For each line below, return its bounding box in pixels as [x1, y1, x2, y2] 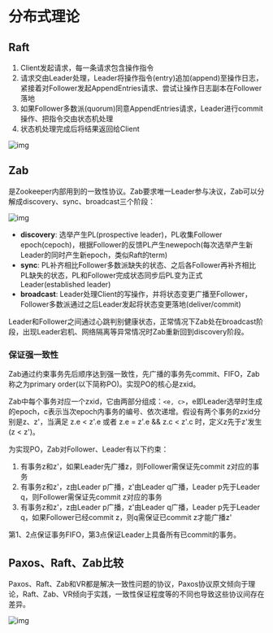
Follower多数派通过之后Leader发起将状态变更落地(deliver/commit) [19, 299, 241, 309]
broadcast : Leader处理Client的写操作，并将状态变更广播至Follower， [19, 289, 252, 299]
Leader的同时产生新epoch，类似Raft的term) [19, 250, 168, 260]
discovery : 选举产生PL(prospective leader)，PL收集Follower [19, 229, 223, 239]
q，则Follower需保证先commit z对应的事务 [19, 492, 162, 502]
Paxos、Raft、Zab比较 [8, 556, 124, 570]
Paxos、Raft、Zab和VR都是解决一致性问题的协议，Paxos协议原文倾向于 [8, 578, 249, 588]
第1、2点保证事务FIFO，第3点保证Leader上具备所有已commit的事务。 [8, 530, 241, 539]
